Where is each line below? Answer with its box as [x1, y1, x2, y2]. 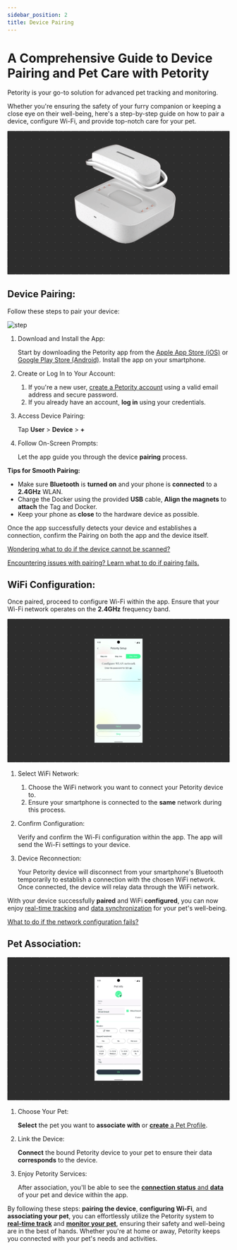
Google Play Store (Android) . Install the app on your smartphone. [17, 355, 206, 363]
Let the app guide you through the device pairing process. [17, 452, 188, 461]
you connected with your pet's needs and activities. [7, 1234, 158, 1242]
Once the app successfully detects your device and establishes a [7, 523, 197, 532]
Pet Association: [7, 938, 82, 950]
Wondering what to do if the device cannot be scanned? [7, 544, 171, 553]
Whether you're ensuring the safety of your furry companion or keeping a [7, 102, 221, 111]
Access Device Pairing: [17, 411, 85, 420]
